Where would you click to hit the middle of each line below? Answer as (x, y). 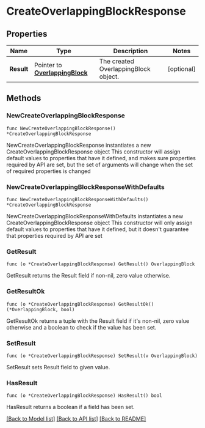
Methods (24, 98)
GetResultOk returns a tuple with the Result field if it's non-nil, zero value (98, 321)
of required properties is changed (49, 171)
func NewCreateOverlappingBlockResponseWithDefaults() (77, 199)
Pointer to (48, 65)
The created (117, 61)
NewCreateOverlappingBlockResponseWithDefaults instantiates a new (95, 216)
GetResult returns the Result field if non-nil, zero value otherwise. (88, 276)
